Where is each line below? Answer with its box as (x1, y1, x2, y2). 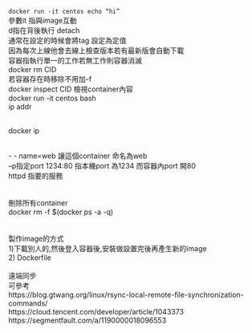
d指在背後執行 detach (8, 26, 80, 35)
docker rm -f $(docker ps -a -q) (8, 207, 114, 217)
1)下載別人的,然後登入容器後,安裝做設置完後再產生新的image (8, 244, 207, 253)
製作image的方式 (8, 234, 64, 243)
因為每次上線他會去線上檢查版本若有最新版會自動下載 (8, 46, 185, 55)
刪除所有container (8, 198, 68, 208)
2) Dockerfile (8, 253, 52, 262)
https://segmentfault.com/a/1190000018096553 (8, 315, 167, 325)
